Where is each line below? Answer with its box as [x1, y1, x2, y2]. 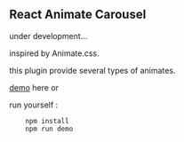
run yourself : [9, 99, 59, 110]
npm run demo [25, 124, 74, 133]
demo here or [9, 82, 60, 92]
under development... [9, 30, 88, 41]
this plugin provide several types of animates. [9, 65, 176, 75]
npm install [25, 116, 69, 125]
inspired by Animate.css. [9, 48, 100, 59]
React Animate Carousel [9, 7, 147, 22]
